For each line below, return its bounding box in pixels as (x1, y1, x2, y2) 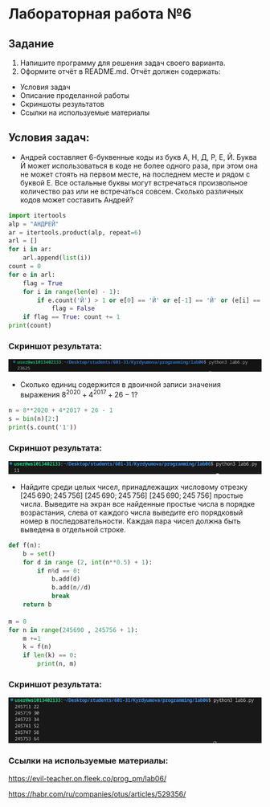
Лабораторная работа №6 (8, 5, 192, 23)
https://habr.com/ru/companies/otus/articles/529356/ (8, 789, 186, 799)
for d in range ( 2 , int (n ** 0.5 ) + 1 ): (22, 558, 153, 566)
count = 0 (8, 263, 42, 271)
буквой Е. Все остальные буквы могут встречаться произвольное (19, 177, 247, 187)
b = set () (22, 549, 56, 558)
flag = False (51, 304, 95, 313)
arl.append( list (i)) (22, 254, 92, 262)
